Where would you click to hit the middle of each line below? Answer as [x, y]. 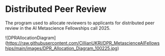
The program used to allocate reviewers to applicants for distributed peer [80, 23]
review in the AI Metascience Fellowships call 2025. [58, 28]
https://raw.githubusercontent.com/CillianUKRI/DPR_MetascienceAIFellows [83, 43]
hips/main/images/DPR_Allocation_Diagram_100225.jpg [61, 48]
